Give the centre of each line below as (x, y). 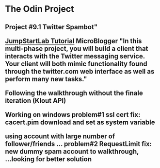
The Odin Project (40, 9)
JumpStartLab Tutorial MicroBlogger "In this (73, 41)
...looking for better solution (48, 159)
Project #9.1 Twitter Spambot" (51, 27)
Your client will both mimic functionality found (76, 64)
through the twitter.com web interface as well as (80, 71)
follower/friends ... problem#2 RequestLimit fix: (78, 144)
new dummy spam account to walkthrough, (72, 151)
